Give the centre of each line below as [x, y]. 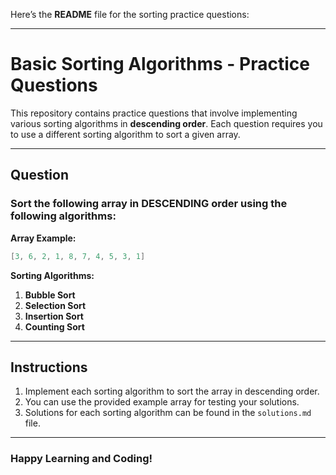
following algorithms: [63, 216]
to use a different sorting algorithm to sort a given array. [125, 134]
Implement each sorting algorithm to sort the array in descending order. [172, 391]
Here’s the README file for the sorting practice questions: [130, 14]
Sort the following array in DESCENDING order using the [149, 204]
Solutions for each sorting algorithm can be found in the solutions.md [168, 413]
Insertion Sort [54, 316]
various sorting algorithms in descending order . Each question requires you [166, 123]
